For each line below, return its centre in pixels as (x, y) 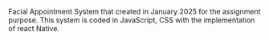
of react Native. (34, 28)
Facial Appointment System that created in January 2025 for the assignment (134, 12)
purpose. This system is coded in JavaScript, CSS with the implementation (132, 20)
